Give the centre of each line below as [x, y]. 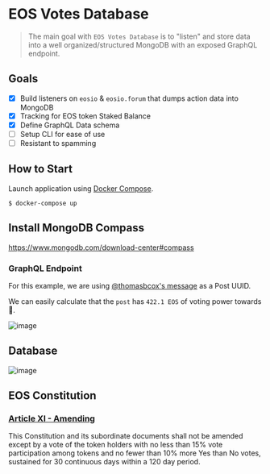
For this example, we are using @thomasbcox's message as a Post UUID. [130, 285]
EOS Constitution [52, 396]
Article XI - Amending [52, 418]
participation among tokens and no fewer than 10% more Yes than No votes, [135, 453]
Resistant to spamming [58, 143]
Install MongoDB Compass [77, 228]
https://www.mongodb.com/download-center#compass [102, 247]
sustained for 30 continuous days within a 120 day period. [104, 462]
